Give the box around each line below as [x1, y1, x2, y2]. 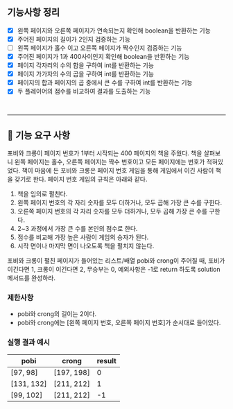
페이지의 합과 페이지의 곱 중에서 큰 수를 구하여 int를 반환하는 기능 [17, 78, 193, 87]
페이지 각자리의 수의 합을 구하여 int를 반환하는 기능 [17, 61, 155, 69]
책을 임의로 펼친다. [17, 190, 68, 198]
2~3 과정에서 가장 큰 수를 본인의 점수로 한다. [17, 225, 138, 233]
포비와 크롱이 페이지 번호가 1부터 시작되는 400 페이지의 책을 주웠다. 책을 [7, 149, 202, 157]
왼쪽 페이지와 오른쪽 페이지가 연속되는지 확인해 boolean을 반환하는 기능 [17, 26, 212, 35]
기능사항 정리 [7, 6, 60, 19]
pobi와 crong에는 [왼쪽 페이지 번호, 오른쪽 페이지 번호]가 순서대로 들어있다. [17, 318, 221, 327]
